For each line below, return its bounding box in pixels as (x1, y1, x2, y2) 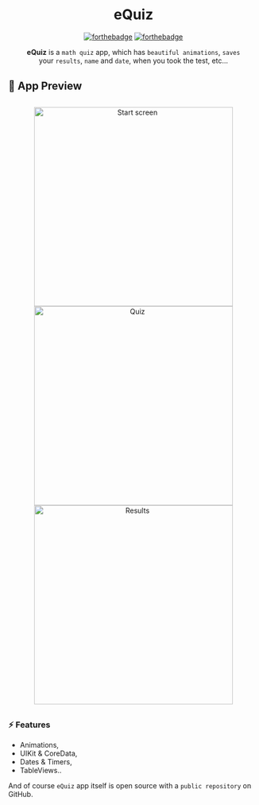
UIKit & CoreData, (19, 748, 78, 758)
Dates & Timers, (19, 757, 73, 767)
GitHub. (8, 790, 33, 799)
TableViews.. (19, 766, 62, 776)
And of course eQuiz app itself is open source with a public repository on (8, 781, 252, 791)
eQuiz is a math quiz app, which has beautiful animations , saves (26, 47, 241, 57)
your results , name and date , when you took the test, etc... (38, 56, 229, 65)
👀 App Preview (8, 79, 83, 92)
